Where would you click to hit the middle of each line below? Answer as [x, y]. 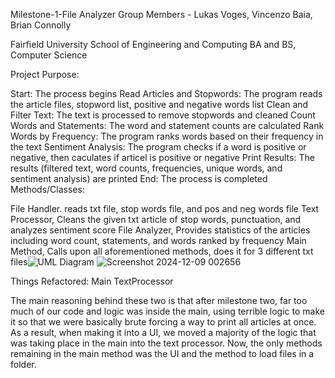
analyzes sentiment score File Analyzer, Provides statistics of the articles [160, 230]
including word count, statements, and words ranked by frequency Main [158, 240]
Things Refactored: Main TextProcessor [92, 281]
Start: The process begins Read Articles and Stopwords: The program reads [166, 93]
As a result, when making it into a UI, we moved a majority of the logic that [163, 332]
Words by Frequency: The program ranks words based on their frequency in [167, 136]
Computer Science [49, 55]
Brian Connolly [41, 25]
